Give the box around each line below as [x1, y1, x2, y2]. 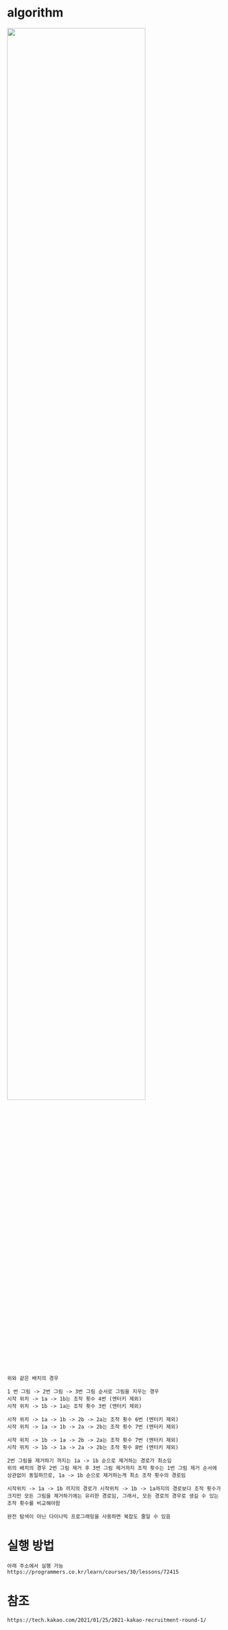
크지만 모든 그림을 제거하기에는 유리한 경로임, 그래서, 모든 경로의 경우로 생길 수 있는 [7, 1493, 219, 1499]
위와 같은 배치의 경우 [7, 1374, 59, 1382]
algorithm [7, 5, 64, 21]
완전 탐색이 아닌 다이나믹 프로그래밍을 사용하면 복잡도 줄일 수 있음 [7, 1513, 171, 1520]
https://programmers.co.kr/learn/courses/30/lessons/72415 [7, 1568, 179, 1575]
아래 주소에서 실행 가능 [7, 1562, 64, 1570]
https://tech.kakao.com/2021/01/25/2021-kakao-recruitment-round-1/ [7, 1616, 207, 1623]
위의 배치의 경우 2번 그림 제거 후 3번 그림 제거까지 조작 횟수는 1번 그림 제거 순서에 [7, 1464, 217, 1471]
